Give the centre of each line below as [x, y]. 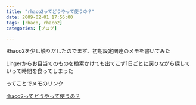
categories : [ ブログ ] [32, 28]
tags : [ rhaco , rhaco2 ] [34, 23]
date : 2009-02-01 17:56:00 [40, 17]
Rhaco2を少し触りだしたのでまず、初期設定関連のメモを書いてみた [88, 51]
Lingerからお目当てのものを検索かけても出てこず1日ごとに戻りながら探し [96, 63]
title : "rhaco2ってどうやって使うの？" [51, 12]
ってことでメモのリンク [35, 84]
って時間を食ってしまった [42, 71]
